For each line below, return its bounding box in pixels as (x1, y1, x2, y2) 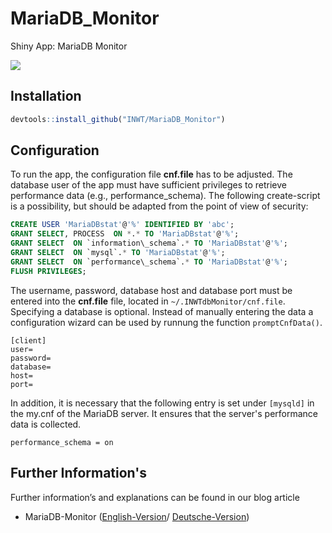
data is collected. (10, 418, 82, 430)
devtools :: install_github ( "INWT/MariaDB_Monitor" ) (10, 114, 226, 124)
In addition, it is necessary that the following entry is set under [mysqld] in (10, 397, 315, 409)
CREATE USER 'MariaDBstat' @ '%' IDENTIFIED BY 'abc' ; (10, 220, 235, 230)
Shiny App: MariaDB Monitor (10, 40, 128, 52)
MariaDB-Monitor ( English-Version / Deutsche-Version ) (24, 510, 250, 522)
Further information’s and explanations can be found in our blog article (10, 491, 300, 503)
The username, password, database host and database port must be (10, 284, 293, 296)
